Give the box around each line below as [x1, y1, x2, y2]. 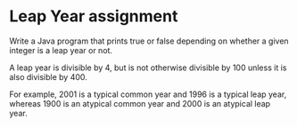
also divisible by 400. [9, 71, 87, 82]
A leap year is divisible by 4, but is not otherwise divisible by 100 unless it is [9, 62, 287, 73]
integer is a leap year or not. [9, 44, 113, 55]
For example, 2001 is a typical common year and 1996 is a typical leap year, [9, 89, 287, 99]
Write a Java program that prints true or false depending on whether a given [9, 36, 289, 46]
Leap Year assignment [9, 6, 178, 27]
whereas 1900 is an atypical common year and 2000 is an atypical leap [9, 98, 270, 108]
